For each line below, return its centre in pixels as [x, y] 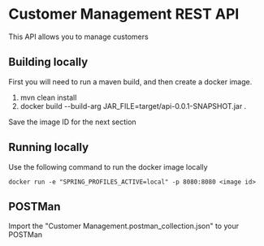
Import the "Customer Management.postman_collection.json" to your [124, 226]
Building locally [48, 62]
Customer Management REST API [124, 14]
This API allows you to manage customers [78, 37]
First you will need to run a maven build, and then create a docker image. [130, 81]
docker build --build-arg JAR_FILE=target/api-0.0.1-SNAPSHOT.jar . [133, 106]
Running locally [49, 147]
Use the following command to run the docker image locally [108, 166]
